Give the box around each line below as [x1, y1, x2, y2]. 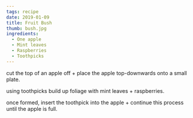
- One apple [11, 36, 42, 42]
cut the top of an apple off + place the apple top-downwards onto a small [6, 69, 187, 76]
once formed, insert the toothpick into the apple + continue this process [6, 99, 184, 106]
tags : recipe [6, 8, 39, 15]
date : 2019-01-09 [6, 14, 50, 20]
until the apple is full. [6, 105, 58, 112]
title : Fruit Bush [6, 20, 52, 26]
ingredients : [6, 31, 39, 37]
